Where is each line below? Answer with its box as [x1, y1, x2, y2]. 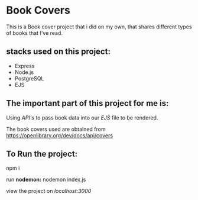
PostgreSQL [14, 75, 44, 82]
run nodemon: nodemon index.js [6, 176, 86, 183]
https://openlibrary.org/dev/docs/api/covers [6, 131, 113, 139]
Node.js [14, 69, 34, 76]
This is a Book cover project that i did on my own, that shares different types [6, 23, 192, 30]
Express [14, 62, 35, 69]
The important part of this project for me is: [6, 98, 169, 108]
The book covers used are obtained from [6, 125, 106, 133]
